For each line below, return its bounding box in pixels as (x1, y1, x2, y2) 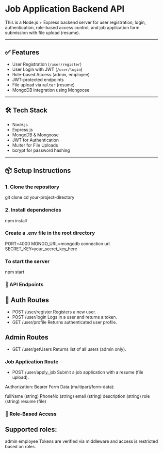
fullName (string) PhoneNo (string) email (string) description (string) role (5, 393, 150, 399)
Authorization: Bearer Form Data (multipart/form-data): (5, 384, 115, 389)
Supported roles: (5, 425, 57, 434)
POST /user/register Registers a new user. (12, 309, 96, 315)
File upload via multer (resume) (12, 81, 75, 88)
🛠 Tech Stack (5, 106, 48, 114)
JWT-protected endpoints (12, 77, 64, 82)
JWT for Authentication (12, 137, 59, 143)
